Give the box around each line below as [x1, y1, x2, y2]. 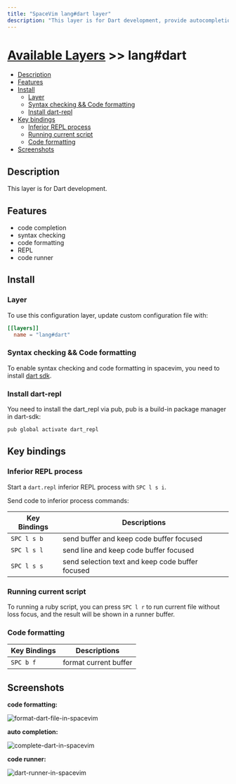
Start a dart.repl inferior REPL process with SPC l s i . [7, 483, 166, 491]
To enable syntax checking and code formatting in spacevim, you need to [7, 363, 220, 372]
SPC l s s [11, 561, 44, 570]
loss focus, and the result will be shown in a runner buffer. [7, 610, 176, 618]
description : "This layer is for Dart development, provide [7, 17, 188, 24]
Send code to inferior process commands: [7, 496, 129, 504]
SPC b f [11, 659, 37, 666]
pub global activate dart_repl [7, 426, 99, 433]
